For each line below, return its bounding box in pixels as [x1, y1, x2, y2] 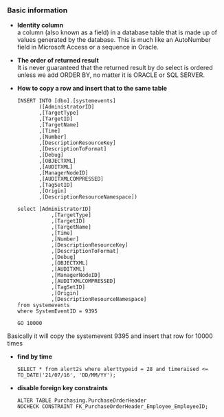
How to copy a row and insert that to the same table [16, 84, 167, 93]
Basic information [7, 5, 68, 15]
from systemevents [16, 302, 70, 309]
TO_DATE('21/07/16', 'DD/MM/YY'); [16, 372, 116, 379]
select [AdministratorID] [16, 205, 91, 213]
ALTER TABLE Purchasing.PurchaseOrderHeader [16, 397, 147, 404]
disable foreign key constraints [16, 384, 109, 392]
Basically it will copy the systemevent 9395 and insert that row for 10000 [7, 332, 213, 340]
